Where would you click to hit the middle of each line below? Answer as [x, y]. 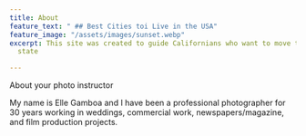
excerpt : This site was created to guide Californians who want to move [150, 43]
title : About [34, 18]
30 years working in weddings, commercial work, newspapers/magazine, [147, 112]
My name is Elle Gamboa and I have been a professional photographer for [148, 103]
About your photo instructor [61, 85]
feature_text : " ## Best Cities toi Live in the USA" [114, 26]
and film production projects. [64, 122]
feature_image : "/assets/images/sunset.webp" [97, 34]
